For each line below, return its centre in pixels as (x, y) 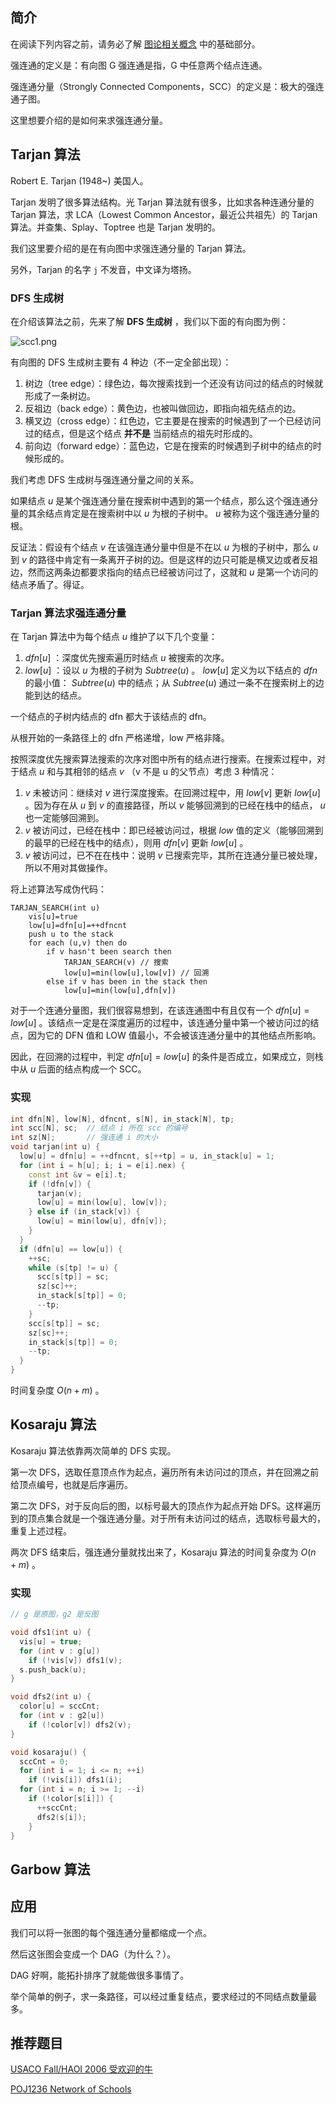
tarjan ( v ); (59, 1193)
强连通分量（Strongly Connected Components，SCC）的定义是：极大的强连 (167, 86)
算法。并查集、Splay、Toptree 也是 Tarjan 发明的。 (116, 227)
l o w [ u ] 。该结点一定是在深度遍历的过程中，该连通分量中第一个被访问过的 (160, 1023)
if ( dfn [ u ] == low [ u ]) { (71, 1249)
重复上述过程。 (41, 1530)
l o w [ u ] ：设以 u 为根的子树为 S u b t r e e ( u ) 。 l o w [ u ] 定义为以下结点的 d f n (171, 670)
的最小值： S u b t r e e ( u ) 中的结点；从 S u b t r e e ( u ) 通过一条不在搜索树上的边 (174, 683)
